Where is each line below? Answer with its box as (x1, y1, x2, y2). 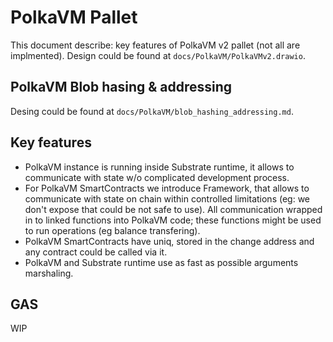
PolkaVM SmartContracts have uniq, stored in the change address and (24, 235, 315, 247)
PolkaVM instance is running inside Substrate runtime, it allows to (24, 161, 295, 173)
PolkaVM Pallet (10, 6, 138, 29)
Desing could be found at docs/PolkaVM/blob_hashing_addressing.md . (10, 105, 294, 117)
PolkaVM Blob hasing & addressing (10, 79, 233, 96)
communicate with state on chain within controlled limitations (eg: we (24, 192, 311, 205)
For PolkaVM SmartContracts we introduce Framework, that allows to (24, 182, 310, 194)
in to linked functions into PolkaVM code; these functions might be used (24, 214, 322, 226)
